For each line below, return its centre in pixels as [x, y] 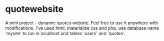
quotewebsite [34, 9]
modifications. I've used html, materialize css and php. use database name [82, 28]
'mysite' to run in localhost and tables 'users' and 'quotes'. [65, 33]
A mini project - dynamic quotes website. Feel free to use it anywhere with [82, 23]
